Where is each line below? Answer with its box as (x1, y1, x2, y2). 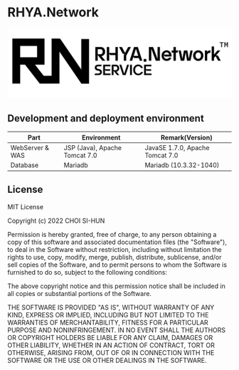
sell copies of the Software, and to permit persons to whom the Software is (7, 260, 228, 269)
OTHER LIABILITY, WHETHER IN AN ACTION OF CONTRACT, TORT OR (7, 341, 215, 349)
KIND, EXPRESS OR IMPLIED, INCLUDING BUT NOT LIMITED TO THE (7, 310, 209, 319)
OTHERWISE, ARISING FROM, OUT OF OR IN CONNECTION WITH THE (7, 348, 215, 356)
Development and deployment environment (7, 112, 204, 125)
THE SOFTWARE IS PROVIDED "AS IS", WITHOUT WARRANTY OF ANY (7, 303, 215, 312)
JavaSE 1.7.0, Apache (144, 144, 210, 152)
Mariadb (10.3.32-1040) (144, 161, 220, 169)
